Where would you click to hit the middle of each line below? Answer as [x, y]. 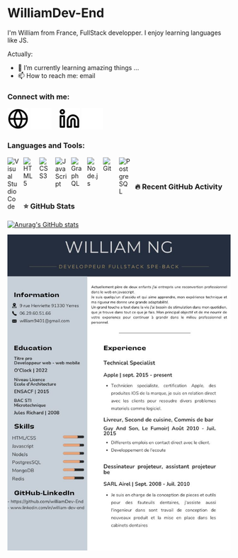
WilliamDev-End [56, 13]
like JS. [18, 40]
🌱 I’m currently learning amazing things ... [78, 67]
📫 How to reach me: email [56, 75]
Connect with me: [39, 96]
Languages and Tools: [46, 145]
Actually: [20, 54]
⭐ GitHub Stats [50, 206]
